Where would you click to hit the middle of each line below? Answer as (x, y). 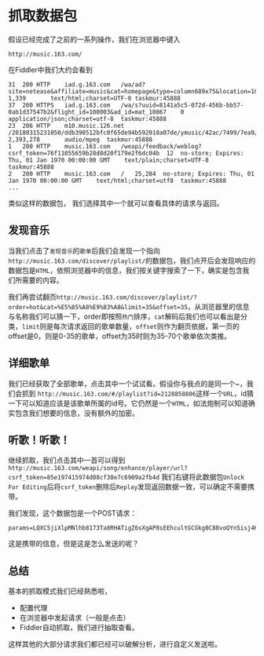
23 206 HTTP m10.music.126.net (66, 126)
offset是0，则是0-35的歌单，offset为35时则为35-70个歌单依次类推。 (120, 336)
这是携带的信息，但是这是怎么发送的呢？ (73, 544)
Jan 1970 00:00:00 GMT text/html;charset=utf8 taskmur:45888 (117, 180)
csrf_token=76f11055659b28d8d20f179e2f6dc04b (84, 153)
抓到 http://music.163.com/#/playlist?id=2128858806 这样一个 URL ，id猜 (137, 393)
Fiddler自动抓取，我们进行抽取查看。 (79, 628)
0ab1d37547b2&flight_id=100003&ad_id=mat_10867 (88, 112)
